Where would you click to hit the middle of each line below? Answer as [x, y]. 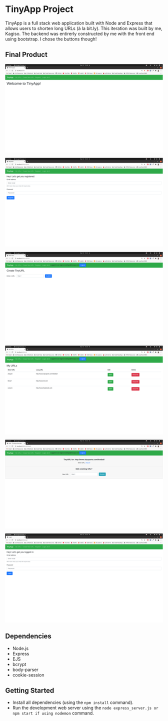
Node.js [20, 648]
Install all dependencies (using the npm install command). [73, 702]
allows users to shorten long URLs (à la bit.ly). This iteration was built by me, [84, 28]
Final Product [26, 55]
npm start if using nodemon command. [53, 713]
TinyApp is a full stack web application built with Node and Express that [79, 23]
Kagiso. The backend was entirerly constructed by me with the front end [80, 33]
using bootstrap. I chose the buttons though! [51, 39]
